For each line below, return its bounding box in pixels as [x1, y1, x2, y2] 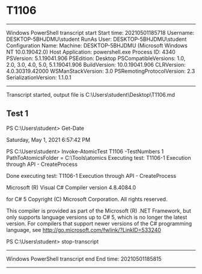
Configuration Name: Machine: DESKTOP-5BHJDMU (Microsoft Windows [6, 41, 188, 49]
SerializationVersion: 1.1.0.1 [6, 73, 72, 81]
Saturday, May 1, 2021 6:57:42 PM [6, 136, 91, 143]
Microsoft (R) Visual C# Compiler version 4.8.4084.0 [6, 184, 136, 191]
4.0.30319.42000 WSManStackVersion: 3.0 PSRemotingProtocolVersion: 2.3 [6, 67, 195, 75]
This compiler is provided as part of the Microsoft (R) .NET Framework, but [6, 207, 191, 214]
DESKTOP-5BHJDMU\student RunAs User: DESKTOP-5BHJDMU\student [6, 35, 187, 43]
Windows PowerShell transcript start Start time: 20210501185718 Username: [6, 29, 194, 36]
